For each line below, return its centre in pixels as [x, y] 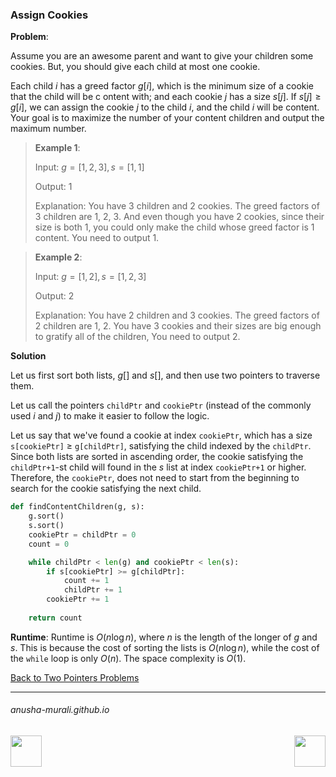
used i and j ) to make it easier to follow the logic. [110, 416]
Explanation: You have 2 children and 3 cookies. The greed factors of [177, 315]
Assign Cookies [49, 15]
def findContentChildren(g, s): [77, 507]
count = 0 [49, 544]
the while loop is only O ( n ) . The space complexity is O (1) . [128, 658]
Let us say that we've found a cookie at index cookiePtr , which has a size [161, 435]
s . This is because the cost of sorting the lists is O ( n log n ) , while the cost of [165, 647]
